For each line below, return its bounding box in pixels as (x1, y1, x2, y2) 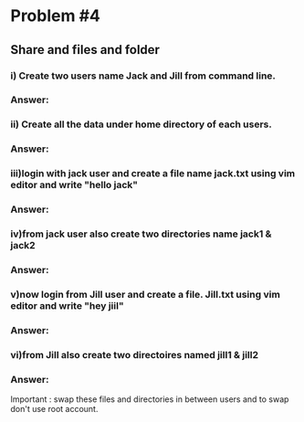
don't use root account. (10, 404, 99, 415)
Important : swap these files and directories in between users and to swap (10, 394, 289, 405)
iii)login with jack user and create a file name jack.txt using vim (10, 167, 296, 180)
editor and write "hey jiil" (10, 299, 124, 311)
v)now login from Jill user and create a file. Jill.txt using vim (10, 288, 281, 301)
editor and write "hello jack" (10, 179, 139, 192)
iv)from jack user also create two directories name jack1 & (10, 227, 272, 240)
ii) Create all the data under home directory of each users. (10, 118, 272, 131)
